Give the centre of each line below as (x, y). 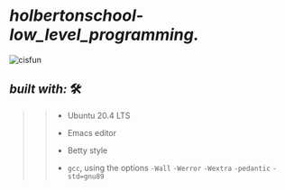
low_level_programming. (105, 35)
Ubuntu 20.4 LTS (99, 115)
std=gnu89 (86, 176)
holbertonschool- (77, 16)
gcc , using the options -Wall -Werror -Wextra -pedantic (169, 167)
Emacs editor (92, 132)
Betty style (87, 150)
